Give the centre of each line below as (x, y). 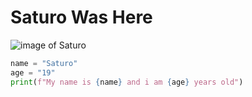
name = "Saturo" (44, 63)
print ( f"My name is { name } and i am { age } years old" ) (127, 82)
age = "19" (33, 72)
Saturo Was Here (81, 17)
